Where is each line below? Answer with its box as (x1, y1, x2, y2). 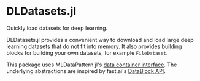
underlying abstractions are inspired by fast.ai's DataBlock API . (6, 67, 166, 74)
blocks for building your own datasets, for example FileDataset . (6, 49, 168, 56)
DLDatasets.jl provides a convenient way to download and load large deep (6, 36, 194, 43)
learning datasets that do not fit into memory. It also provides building (6, 43, 182, 50)
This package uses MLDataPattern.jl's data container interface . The (6, 61, 177, 68)
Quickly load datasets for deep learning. (6, 24, 108, 32)
